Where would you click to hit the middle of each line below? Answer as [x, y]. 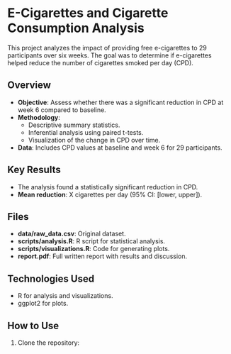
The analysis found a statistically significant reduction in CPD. [108, 187]
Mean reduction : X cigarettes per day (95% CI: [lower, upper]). [110, 194]
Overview [29, 85]
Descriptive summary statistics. [74, 125]
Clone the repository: [49, 343]
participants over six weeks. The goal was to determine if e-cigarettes [109, 55]
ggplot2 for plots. [43, 304]
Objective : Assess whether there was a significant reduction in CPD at [120, 102]
